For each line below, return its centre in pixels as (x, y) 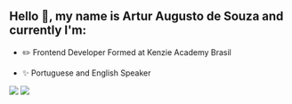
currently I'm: (48, 31)
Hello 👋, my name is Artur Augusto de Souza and (146, 16)
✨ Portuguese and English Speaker (86, 73)
